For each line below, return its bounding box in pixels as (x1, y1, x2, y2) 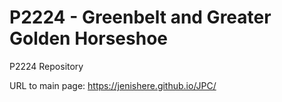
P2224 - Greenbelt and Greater (9, 6, 272, 29)
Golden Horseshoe (9, 27, 168, 50)
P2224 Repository (9, 60, 84, 72)
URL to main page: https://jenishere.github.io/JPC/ (9, 79, 217, 91)
